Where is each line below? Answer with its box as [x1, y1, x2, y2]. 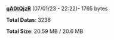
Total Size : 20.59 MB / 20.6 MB [6, 28, 84, 35]
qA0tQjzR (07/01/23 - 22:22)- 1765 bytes [6, 5, 108, 12]
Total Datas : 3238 [6, 16, 51, 23]
